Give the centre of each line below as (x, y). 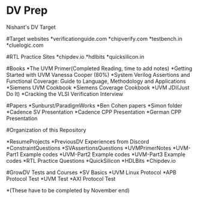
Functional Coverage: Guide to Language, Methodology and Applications (96, 81)
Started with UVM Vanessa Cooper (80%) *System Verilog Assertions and (98, 74)
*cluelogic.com (25, 45)
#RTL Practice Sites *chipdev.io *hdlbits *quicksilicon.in (75, 56)
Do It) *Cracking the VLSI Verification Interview (65, 94)
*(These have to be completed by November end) (68, 190)
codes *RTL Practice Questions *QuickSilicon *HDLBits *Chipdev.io (91, 160)
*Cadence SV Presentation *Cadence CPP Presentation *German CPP (94, 112)
